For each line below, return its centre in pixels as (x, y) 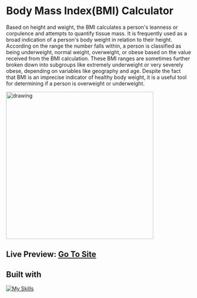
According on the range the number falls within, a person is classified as (94, 46)
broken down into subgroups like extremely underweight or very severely (95, 64)
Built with (24, 274)
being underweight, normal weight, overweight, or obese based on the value (98, 52)
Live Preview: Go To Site (51, 254)
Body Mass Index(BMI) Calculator (90, 11)
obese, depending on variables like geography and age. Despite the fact (94, 71)
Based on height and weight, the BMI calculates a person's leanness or (92, 27)
